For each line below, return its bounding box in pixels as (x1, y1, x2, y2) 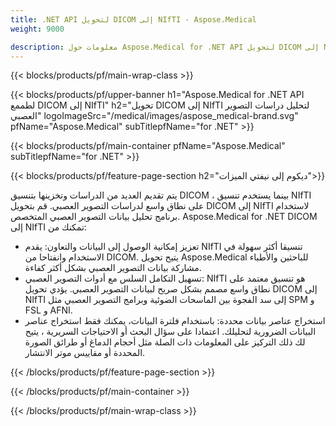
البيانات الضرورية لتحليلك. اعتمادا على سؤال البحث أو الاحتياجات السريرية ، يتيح (24, 326, 317, 338)
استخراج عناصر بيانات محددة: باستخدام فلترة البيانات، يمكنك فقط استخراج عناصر (24, 315, 326, 327)
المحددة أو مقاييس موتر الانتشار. (24, 347, 146, 359)
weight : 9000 (10, 24, 65, 34)
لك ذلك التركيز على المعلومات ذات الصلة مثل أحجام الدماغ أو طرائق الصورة (24, 336, 306, 348)
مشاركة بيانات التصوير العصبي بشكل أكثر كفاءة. (24, 262, 202, 274)
